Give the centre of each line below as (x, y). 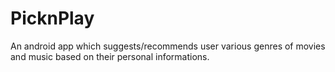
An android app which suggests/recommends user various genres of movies (168, 46)
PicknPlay (52, 18)
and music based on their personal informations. (110, 56)
